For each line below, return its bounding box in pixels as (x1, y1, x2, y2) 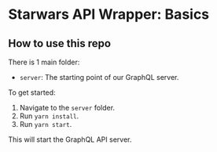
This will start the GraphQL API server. (8, 135, 132, 144)
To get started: (8, 88, 57, 97)
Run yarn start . (19, 120, 72, 128)
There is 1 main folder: (8, 57, 80, 67)
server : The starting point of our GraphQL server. (19, 73, 179, 81)
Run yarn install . (19, 111, 79, 121)
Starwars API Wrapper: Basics (8, 5, 210, 24)
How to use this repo (8, 37, 112, 50)
